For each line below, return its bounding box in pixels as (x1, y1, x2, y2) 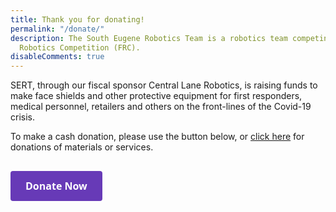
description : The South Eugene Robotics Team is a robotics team (10, 33, 288, 43)
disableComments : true (10, 52, 105, 62)
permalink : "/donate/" (10, 24, 105, 34)
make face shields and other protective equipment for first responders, (10, 90, 303, 102)
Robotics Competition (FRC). (19, 42, 141, 53)
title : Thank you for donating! (10, 14, 145, 25)
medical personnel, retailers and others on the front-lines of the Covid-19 (10, 101, 312, 113)
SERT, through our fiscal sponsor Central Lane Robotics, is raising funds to (10, 79, 318, 91)
